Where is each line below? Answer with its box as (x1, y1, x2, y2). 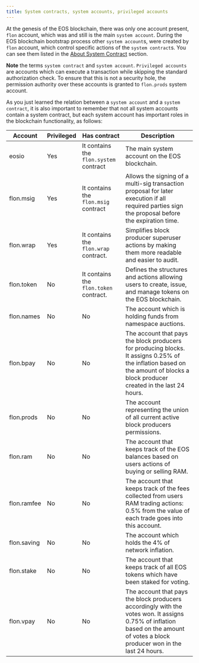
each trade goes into (125, 514, 183, 522)
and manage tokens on (125, 287, 190, 296)
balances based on (125, 452, 179, 461)
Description (140, 131, 175, 139)
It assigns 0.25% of (125, 351, 181, 360)
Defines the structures (125, 265, 188, 274)
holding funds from (125, 312, 179, 321)
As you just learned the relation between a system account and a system (6, 99, 181, 106)
